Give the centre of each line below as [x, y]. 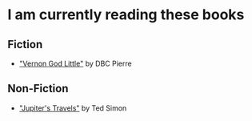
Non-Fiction [38, 89]
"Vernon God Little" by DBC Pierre [76, 63]
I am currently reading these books [126, 15]
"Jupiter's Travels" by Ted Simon [73, 108]
